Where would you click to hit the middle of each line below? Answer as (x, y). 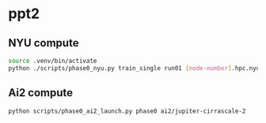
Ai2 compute (41, 93)
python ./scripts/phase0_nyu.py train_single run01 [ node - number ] (120, 68)
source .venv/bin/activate (53, 61)
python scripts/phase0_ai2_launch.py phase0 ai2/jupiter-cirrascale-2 (127, 111)
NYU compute (44, 43)
